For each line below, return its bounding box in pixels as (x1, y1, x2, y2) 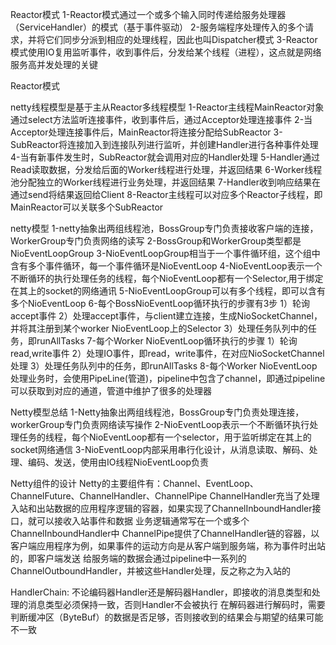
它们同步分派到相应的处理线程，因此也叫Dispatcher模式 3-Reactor (44, 34, 318, 45)
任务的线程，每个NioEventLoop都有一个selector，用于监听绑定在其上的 (18, 431, 312, 443)
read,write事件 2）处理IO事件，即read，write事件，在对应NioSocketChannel (10, 348, 325, 359)
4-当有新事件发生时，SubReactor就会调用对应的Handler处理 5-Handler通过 (10, 151, 320, 163)
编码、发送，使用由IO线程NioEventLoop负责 (27, 456, 210, 468)
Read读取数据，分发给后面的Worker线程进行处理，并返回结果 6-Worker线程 (10, 164, 323, 175)
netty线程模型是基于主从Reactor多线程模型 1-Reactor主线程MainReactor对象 (10, 101, 325, 113)
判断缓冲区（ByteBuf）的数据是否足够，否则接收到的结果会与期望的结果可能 (10, 611, 324, 623)
